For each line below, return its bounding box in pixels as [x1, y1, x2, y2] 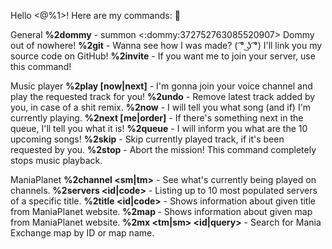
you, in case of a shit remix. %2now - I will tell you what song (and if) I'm [10, 101, 312, 113]
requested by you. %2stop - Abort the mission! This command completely [10, 144, 317, 155]
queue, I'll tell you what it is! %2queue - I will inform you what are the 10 [10, 123, 308, 134]
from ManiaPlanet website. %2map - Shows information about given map [10, 206, 313, 217]
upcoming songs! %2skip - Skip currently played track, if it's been [10, 133, 285, 145]
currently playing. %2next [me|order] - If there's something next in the [10, 112, 304, 124]
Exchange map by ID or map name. [10, 227, 155, 239]
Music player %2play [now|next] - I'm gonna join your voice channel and [10, 80, 313, 92]
